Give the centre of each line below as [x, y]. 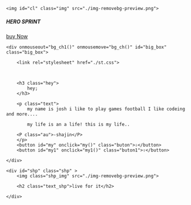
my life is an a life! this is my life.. [79, 124]
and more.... [22, 114]
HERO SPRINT [24, 21]
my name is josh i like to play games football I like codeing [106, 109]
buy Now [17, 36]
